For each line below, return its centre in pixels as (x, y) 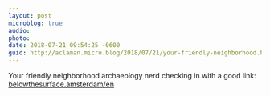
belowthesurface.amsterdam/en (61, 84)
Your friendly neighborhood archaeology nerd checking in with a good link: (133, 76)
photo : (19, 38)
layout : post (30, 16)
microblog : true (35, 23)
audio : (19, 30)
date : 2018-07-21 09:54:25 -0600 (64, 46)
